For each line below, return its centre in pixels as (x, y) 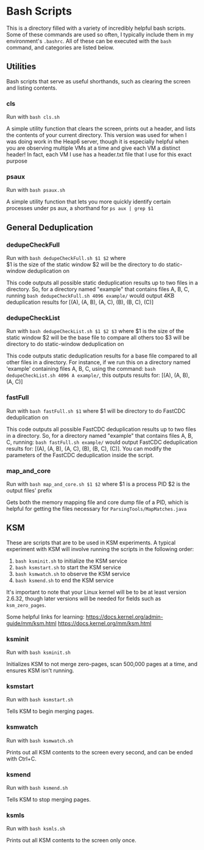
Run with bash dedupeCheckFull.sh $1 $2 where (66, 258)
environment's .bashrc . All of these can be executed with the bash (89, 41)
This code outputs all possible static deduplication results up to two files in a (102, 283)
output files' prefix (30, 490)
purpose (17, 161)
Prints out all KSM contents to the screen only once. (72, 840)
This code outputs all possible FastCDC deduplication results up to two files (101, 429)
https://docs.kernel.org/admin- (124, 617)
